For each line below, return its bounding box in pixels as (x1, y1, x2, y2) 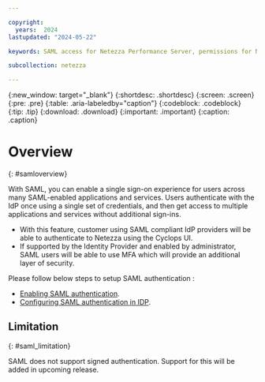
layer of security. (19, 258, 75, 268)
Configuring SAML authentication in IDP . (19, 298, 151, 307)
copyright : (8, 18, 44, 26)
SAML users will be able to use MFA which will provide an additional (19, 250, 241, 260)
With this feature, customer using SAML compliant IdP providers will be (19, 225, 251, 234)
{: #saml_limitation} (8, 341, 71, 350)
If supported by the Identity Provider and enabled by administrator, (19, 242, 237, 251)
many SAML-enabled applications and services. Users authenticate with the (8, 193, 255, 202)
